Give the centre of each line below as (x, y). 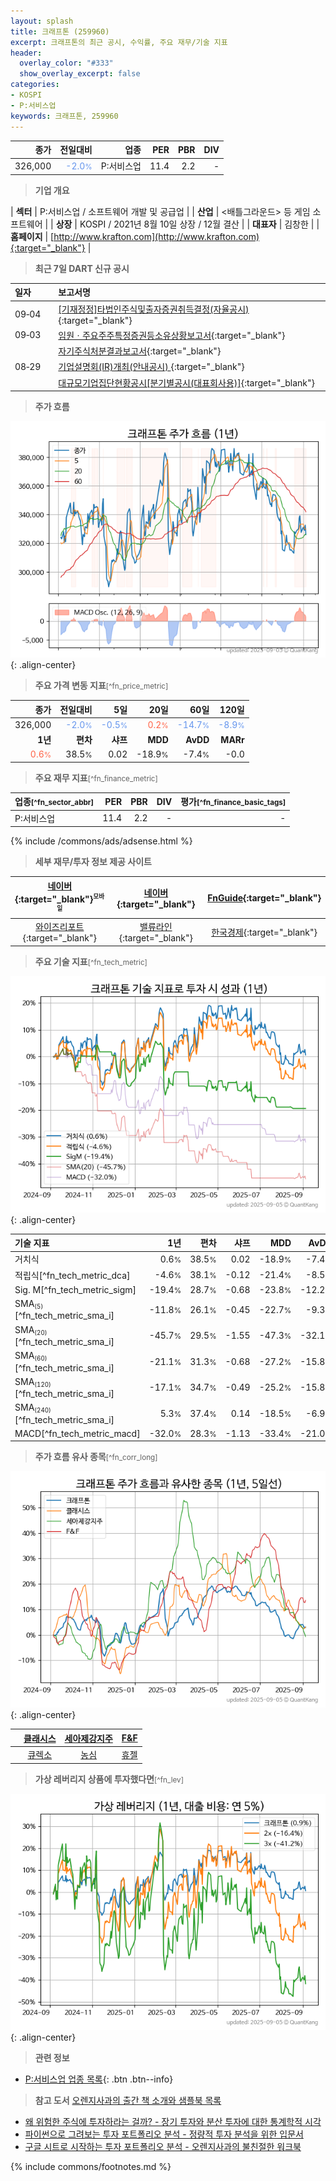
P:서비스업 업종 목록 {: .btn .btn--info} (99, 2079)
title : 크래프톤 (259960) (60, 31)
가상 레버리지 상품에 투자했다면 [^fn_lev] (109, 1779)
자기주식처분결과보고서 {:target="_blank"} (140, 351)
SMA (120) (33, 1382)
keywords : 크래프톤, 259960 (64, 116)
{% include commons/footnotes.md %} (91, 2166)
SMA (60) (31, 1356)
